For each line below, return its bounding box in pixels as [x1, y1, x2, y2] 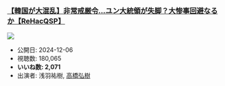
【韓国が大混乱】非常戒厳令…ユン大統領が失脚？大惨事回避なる [7, 5, 218, 15]
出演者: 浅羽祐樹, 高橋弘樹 [16, 72, 91, 80]
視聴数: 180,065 [16, 55, 62, 63]
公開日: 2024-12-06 [16, 46, 73, 54]
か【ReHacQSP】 [7, 16, 65, 25]
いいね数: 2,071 [16, 63, 61, 71]
